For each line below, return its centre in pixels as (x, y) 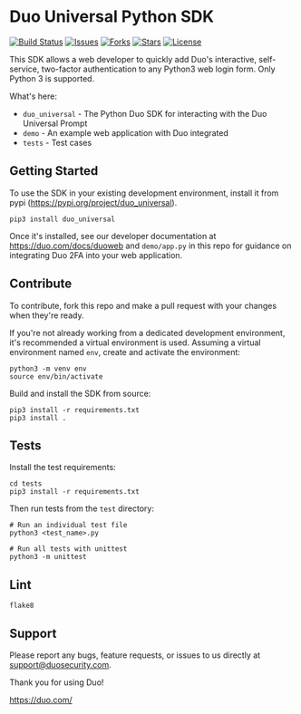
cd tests (26, 484)
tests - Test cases (57, 142)
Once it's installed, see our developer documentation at (113, 236)
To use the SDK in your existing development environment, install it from (144, 193)
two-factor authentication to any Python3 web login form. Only (158, 69)
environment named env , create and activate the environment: (125, 352)
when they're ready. (47, 315)
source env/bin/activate (56, 376)
